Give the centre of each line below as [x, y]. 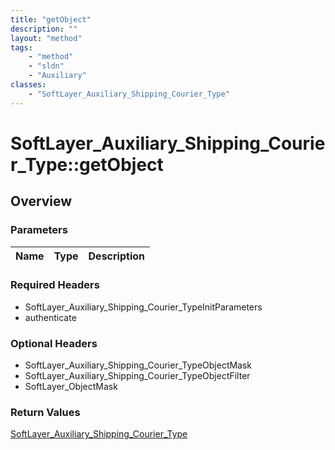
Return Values [45, 413]
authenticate [50, 317]
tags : [21, 47]
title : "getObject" [51, 19]
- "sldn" [46, 66]
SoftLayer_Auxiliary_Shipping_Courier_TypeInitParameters [143, 307]
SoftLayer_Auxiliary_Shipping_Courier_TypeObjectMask [138, 365]
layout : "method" [46, 38]
